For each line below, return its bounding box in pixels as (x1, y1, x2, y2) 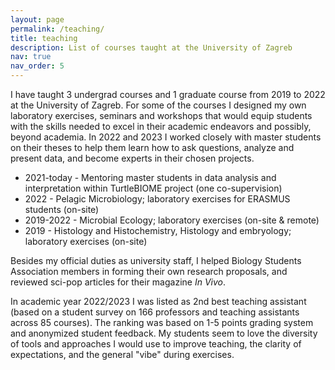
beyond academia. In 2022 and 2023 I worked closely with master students (10, 131, 322, 143)
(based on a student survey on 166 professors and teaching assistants (10, 306, 300, 318)
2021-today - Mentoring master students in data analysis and (24, 172, 277, 183)
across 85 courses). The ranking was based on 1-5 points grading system (10, 317, 314, 328)
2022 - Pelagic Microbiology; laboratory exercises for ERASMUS (24, 193, 291, 205)
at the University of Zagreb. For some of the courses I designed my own (10, 99, 307, 111)
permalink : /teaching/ (10, 24, 105, 34)
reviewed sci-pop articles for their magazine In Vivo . (10, 276, 227, 288)
